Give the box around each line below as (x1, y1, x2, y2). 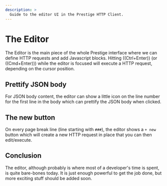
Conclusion (5, 152, 42, 160)
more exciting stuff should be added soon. (5, 175, 92, 181)
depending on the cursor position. (5, 66, 75, 72)
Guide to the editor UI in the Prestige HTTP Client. (9, 12, 124, 17)
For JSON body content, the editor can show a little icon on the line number (5, 93, 161, 100)
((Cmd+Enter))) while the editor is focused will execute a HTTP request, (5, 60, 153, 66)
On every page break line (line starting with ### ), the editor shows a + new (5, 127, 156, 133)
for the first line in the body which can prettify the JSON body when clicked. (5, 99, 162, 105)
